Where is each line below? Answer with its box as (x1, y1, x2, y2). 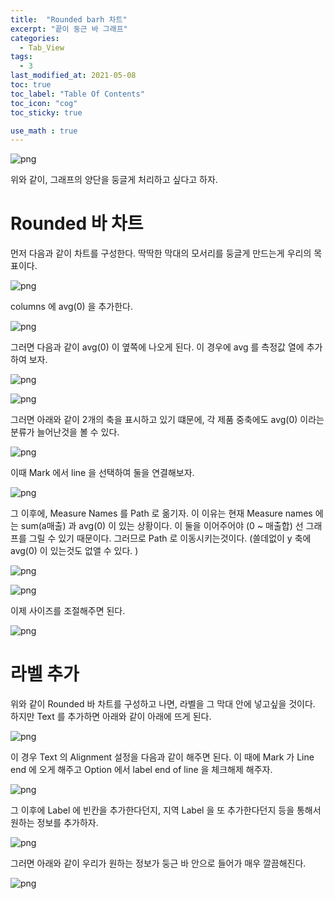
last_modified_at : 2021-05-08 (10, 71, 137, 81)
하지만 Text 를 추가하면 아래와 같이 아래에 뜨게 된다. (10, 711, 212, 723)
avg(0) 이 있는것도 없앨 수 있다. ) (10, 545, 139, 557)
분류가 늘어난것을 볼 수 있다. (10, 426, 120, 438)
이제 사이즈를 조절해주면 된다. (10, 605, 126, 617)
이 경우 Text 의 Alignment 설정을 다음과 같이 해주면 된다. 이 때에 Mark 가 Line (10, 751, 315, 763)
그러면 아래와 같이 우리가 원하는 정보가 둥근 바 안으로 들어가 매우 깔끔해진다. (10, 857, 307, 870)
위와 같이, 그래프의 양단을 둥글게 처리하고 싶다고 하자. (10, 174, 218, 186)
